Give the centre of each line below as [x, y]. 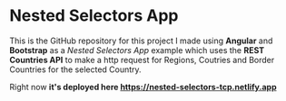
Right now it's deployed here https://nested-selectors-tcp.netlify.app [143, 87]
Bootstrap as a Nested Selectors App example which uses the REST [137, 50]
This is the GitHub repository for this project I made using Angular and [141, 41]
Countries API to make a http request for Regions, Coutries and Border [142, 60]
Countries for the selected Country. [76, 69]
